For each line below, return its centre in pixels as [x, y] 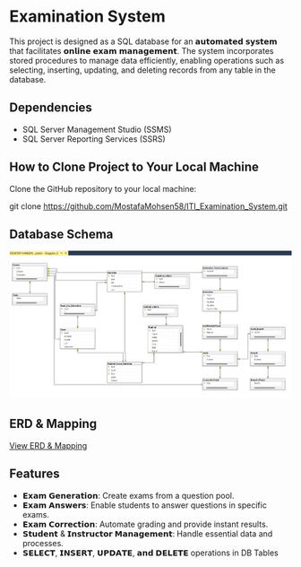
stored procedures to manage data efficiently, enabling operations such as [147, 60]
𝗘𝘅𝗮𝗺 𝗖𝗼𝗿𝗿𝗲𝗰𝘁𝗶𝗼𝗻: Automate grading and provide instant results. [145, 524]
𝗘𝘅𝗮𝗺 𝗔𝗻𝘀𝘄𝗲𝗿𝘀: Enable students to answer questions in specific [144, 505]
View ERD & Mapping [48, 445]
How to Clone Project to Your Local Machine [134, 167]
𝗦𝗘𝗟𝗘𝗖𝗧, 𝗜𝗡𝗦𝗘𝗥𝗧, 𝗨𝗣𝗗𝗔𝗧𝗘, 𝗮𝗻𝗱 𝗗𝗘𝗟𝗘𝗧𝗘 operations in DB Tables [150, 553]
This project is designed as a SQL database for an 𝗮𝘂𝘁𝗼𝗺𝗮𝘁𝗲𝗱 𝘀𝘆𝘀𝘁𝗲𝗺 [143, 41]
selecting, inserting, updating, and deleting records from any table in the [142, 70]
